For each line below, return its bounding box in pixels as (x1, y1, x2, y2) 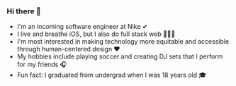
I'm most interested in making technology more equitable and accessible (16, 37, 230, 46)
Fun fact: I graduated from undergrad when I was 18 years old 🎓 (16, 70, 207, 80)
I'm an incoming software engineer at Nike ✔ (16, 23, 148, 31)
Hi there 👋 (6, 6, 42, 16)
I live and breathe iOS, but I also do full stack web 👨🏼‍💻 (16, 30, 176, 38)
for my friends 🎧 (16, 60, 67, 69)
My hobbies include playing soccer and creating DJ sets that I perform (16, 52, 223, 61)
